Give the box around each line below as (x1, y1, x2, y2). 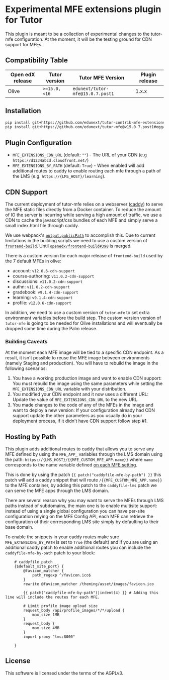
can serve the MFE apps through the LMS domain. (5, 488, 110, 494)
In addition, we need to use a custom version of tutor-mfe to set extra (5, 309, 150, 315)
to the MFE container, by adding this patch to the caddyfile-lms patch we (5, 482, 157, 489)
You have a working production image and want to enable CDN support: (12, 375, 162, 381)
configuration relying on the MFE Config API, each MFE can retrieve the (5, 514, 153, 520)
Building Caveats (5, 338, 48, 345)
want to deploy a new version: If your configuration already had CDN (12, 407, 155, 413)
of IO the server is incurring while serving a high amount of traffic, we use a (5, 212, 162, 218)
